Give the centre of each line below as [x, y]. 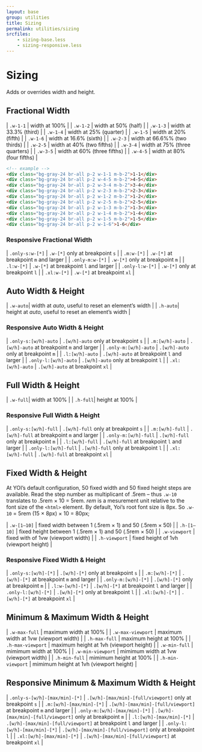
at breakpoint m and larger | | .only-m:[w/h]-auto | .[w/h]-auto [112, 347]
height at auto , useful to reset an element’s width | [69, 312]
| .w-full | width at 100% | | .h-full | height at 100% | [72, 400]
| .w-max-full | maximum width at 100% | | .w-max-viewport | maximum [94, 632]
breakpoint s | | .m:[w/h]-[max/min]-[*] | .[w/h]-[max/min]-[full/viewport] [101, 704]
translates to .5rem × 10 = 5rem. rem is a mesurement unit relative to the [96, 500]
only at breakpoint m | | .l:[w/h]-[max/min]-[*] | [135, 716]
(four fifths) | [22, 157]
